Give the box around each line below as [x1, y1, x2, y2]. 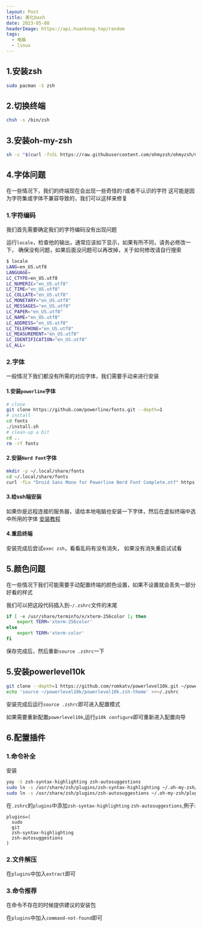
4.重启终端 [6, 530, 33, 537]
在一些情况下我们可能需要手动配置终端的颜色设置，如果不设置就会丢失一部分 [6, 581, 196, 588]
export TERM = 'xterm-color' [17, 630, 85, 636]
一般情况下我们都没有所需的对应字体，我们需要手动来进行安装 [6, 372, 159, 380]
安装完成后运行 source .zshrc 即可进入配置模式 [6, 700, 121, 708]
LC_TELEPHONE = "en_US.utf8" [6, 325, 74, 332]
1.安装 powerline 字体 [6, 387, 56, 395]
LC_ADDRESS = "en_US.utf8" [6, 320, 69, 326]
